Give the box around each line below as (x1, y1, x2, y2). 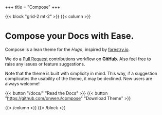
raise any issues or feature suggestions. (5, 61, 85, 67)
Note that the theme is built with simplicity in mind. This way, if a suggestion (5, 70, 158, 76)
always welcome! (5, 81, 40, 86)
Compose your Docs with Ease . (5, 31, 134, 42)
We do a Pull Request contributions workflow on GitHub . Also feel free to (5, 56, 152, 62)
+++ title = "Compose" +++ (5, 4, 60, 10)
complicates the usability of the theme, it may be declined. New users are (5, 75, 152, 82)
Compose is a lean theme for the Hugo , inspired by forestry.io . (5, 46, 130, 52)
